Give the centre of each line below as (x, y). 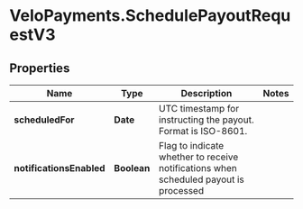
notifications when (198, 168)
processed (182, 191)
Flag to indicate (192, 145)
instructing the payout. (207, 120)
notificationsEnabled (60, 168)
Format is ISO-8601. (203, 131)
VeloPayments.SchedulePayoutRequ (150, 16)
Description (207, 93)
